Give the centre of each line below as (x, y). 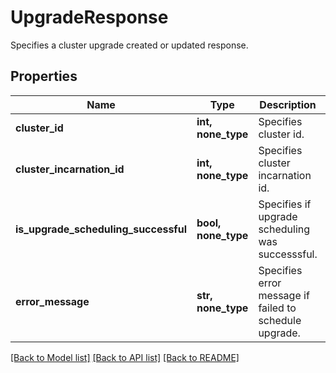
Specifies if (285, 204)
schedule (280, 320)
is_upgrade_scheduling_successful (101, 229)
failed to (277, 308)
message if (284, 295)
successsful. (288, 254)
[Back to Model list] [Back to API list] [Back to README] (125, 357)
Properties (44, 76)
